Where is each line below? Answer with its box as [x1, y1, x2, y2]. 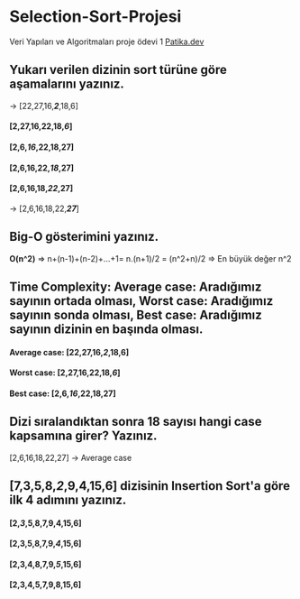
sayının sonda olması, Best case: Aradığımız [9, 307, 263, 322]
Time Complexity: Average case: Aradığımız [9, 279, 262, 294]
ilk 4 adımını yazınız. [9, 492, 127, 507]
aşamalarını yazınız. [9, 77, 124, 92]
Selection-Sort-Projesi [9, 6, 182, 27]
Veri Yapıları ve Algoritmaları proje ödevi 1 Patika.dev [9, 36, 205, 47]
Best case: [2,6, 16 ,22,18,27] [9, 388, 116, 399]
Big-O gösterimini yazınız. [9, 229, 159, 244]
